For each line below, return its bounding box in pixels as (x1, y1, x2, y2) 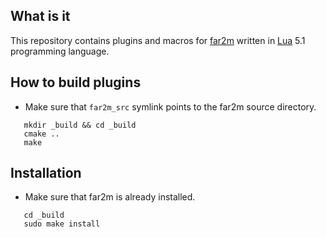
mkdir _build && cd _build (23, 120, 137, 130)
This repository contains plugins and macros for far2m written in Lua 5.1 (10, 34, 306, 46)
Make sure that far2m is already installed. (24, 191, 196, 203)
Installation (10, 165, 82, 182)
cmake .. (23, 129, 60, 139)
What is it (10, 8, 71, 25)
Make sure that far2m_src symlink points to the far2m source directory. (24, 100, 317, 113)
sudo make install (23, 219, 101, 229)
